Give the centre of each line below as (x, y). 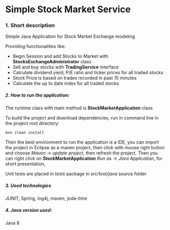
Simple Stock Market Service (68, 9)
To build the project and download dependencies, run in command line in (82, 118)
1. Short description (30, 26)
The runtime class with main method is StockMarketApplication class (79, 108)
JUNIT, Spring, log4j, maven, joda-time (46, 198)
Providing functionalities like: (35, 47)
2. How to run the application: (38, 95)
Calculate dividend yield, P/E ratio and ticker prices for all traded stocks (88, 73)
